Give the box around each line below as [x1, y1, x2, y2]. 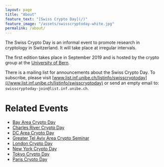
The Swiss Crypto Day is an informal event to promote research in [5, 39, 140, 45]
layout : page [5, 7, 32, 12]
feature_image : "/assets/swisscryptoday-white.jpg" [5, 21, 114, 26]
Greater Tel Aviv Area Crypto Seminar [12, 135, 89, 141]
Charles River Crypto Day [12, 125, 65, 131]
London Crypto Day [12, 141, 53, 147]
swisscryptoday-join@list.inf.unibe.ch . [5, 85, 89, 91]
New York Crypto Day [12, 146, 57, 152]
